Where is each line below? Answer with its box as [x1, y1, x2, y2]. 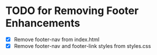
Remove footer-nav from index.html [13, 36, 100, 43]
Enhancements [5, 16, 81, 30]
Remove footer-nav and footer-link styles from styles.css [13, 43, 151, 49]
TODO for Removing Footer [5, 4, 139, 18]
